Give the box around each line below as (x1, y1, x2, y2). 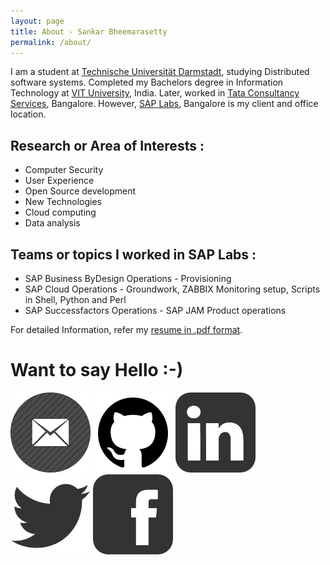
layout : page (10, 16, 65, 26)
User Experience (24, 175, 95, 187)
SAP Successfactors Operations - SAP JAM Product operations (24, 305, 287, 316)
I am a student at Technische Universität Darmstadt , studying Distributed (10, 66, 310, 78)
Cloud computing (24, 206, 97, 219)
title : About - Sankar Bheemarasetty (10, 26, 168, 37)
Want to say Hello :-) (10, 359, 184, 382)
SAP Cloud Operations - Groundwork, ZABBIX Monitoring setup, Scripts (24, 283, 321, 295)
